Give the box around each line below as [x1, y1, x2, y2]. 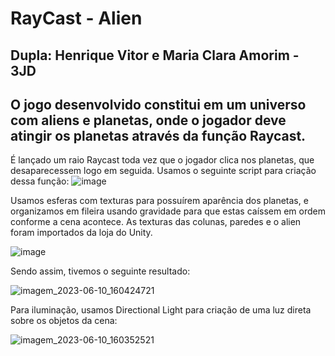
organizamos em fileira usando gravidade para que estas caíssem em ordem [10, 205, 326, 217]
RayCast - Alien [10, 7, 143, 30]
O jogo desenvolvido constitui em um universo [10, 96, 307, 113]
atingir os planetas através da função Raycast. [10, 127, 307, 144]
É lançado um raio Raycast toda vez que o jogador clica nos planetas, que [10, 154, 315, 166]
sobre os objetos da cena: [10, 315, 118, 327]
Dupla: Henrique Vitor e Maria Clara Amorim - [10, 47, 300, 64]
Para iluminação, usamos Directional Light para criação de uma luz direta [10, 304, 312, 316]
